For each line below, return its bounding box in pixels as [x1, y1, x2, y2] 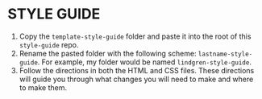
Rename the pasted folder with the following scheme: [19, 48, 197, 58]
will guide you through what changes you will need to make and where [19, 74, 254, 84]
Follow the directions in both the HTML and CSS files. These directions [19, 65, 255, 75]
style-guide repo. [19, 39, 79, 49]
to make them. [19, 82, 68, 93]
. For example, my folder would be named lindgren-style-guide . [37, 57, 252, 67]
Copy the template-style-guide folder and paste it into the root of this [19, 31, 252, 41]
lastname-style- [198, 50, 253, 58]
